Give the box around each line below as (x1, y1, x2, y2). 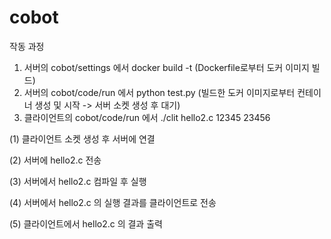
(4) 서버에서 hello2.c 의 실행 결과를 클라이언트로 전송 (9, 196, 217, 208)
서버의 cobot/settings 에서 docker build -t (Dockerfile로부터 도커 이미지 (23, 61, 310, 73)
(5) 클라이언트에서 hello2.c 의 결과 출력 (9, 217, 163, 230)
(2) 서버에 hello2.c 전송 (9, 154, 102, 166)
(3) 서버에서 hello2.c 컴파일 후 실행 (9, 175, 147, 187)
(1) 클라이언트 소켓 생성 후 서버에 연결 (9, 132, 156, 145)
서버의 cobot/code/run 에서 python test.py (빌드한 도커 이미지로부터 (23, 86, 296, 98)
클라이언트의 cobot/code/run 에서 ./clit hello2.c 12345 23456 (23, 111, 271, 123)
